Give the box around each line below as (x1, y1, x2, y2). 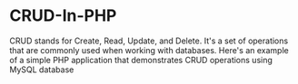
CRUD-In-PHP (9, 5, 117, 26)
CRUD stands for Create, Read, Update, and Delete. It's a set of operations (9, 35, 289, 46)
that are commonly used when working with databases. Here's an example (9, 44, 289, 55)
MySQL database (9, 64, 74, 75)
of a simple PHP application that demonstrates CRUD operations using (9, 54, 273, 65)
